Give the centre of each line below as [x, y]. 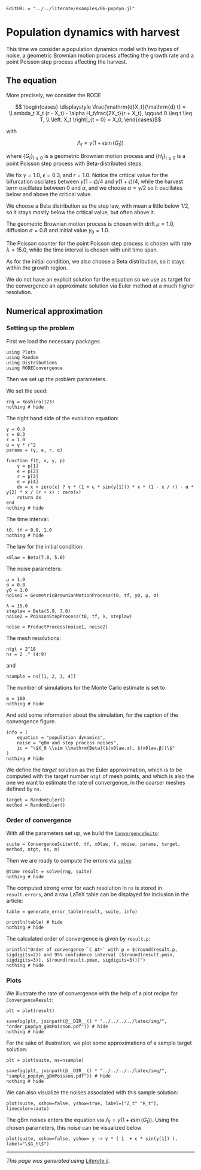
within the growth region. [37, 268]
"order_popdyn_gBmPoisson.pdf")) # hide [57, 1027]
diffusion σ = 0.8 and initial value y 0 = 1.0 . [58, 231]
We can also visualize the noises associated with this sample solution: [92, 1093]
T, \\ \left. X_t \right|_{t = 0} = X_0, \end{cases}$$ [100, 119]
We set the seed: [27, 391]
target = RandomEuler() [36, 800]
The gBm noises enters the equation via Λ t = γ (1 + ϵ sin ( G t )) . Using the [92, 1121]
